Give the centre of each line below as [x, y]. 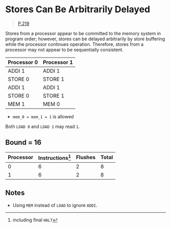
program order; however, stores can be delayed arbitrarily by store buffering [85, 39]
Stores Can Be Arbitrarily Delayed [78, 9]
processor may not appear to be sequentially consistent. [64, 49]
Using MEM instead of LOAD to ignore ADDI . [55, 205]
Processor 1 [58, 62]
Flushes [86, 158]
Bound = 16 [23, 143]
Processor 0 [23, 62]
